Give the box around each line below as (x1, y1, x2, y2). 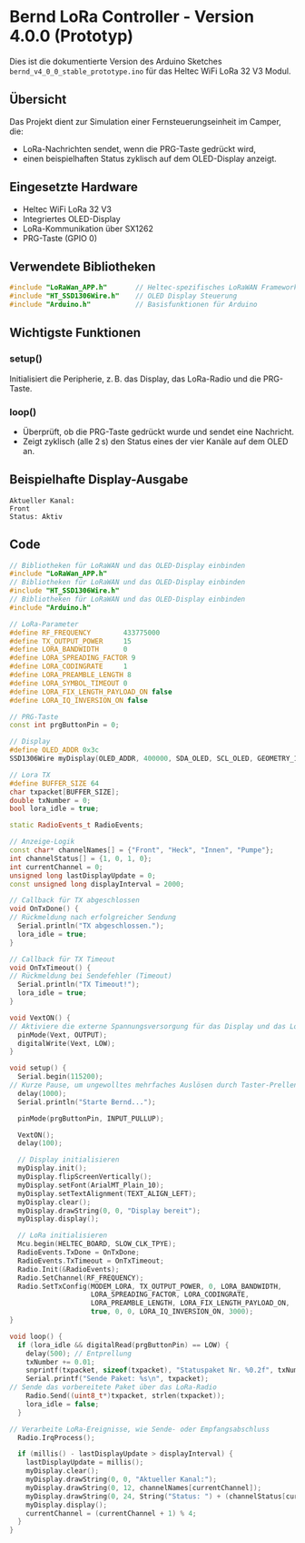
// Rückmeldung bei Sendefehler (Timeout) (9, 971, 172, 980)
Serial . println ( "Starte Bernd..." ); (17, 1097, 156, 1107)
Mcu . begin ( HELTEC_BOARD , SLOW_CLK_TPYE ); (17, 1240, 177, 1249)
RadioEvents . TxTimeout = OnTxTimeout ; (17, 1256, 165, 1265)
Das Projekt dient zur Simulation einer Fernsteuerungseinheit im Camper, (9, 116, 281, 127)
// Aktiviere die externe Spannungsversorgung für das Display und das (9, 1021, 286, 1030)
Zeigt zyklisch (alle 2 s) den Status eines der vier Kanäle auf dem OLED (22, 435, 289, 447)
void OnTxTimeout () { (9, 963, 92, 972)
